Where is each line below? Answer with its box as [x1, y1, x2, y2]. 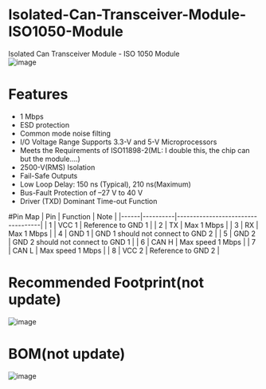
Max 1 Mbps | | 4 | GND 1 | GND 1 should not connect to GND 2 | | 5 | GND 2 [8, 229, 256, 238]
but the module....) [19, 154, 81, 163]
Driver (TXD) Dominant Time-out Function [19, 196, 158, 206]
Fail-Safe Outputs [19, 171, 78, 180]
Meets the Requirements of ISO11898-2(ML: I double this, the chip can [19, 145, 250, 155]
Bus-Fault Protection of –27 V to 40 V [19, 187, 143, 197]
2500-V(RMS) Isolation [19, 162, 96, 172]
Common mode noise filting [19, 128, 111, 138]
